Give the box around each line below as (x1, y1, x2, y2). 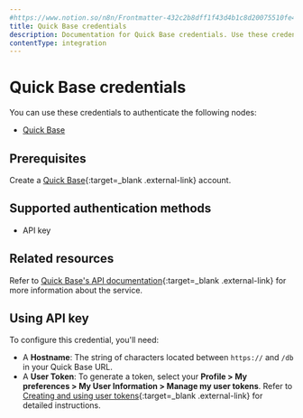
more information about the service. (9, 284, 142, 295)
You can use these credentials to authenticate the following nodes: (9, 107, 257, 118)
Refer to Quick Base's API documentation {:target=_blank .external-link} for (9, 274, 287, 285)
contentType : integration (9, 38, 106, 48)
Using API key (9, 311, 89, 326)
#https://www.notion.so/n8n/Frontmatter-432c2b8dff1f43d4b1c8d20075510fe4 (9, 13, 297, 23)
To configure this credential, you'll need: (9, 335, 160, 346)
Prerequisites (9, 151, 87, 166)
